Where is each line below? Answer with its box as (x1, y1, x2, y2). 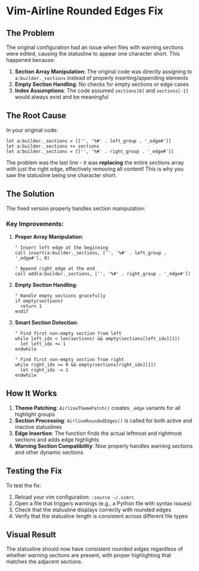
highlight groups (14, 410, 55, 418)
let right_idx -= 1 (20, 367, 68, 373)
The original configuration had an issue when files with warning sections (6, 44, 184, 51)
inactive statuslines (14, 423, 62, 430)
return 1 (20, 303, 42, 309)
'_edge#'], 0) (14, 255, 50, 261)
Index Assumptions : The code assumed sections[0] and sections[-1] (14, 87, 189, 94)
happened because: (6, 57, 55, 63)
